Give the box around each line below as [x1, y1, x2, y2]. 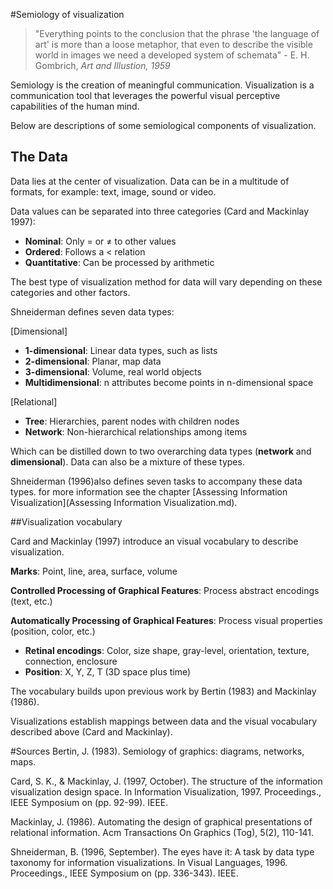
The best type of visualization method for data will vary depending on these [10, 275, 323, 288]
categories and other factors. [10, 286, 131, 298]
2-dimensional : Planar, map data [24, 355, 162, 367]
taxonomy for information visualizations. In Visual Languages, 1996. [10, 856, 288, 868]
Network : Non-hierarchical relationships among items [24, 425, 248, 438]
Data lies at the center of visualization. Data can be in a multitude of [10, 175, 290, 187]
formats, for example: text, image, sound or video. [10, 185, 217, 198]
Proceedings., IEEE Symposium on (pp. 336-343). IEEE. [10, 867, 239, 879]
